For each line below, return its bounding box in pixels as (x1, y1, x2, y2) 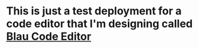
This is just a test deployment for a (6, 4, 182, 18)
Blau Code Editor (6, 30, 92, 43)
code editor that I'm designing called (6, 17, 193, 31)
